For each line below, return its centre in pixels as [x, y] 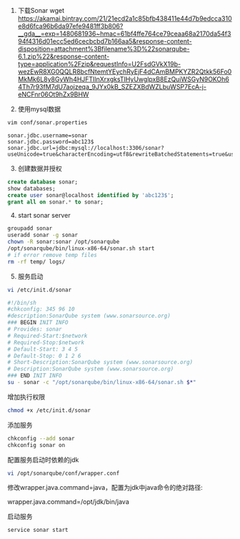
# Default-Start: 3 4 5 [43, 349]
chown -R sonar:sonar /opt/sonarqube [64, 242]
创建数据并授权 [40, 168]
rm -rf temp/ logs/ [36, 262]
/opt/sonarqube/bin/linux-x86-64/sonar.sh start [81, 248]
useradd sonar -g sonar [43, 235]
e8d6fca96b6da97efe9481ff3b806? [70, 26]
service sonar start [38, 530]
